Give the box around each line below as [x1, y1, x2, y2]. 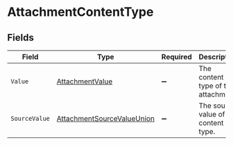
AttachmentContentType [7, 4, 154, 20]
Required [161, 52, 192, 61]
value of [198, 110, 225, 119]
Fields [7, 32, 35, 43]
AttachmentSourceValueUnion [56, 114, 155, 123]
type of [198, 81, 223, 90]
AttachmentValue [56, 77, 113, 86]
